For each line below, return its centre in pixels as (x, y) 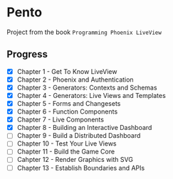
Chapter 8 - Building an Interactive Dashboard (84, 128)
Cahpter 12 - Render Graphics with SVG (75, 160)
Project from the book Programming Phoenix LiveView (84, 32)
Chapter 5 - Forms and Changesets (69, 103)
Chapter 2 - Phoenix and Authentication (75, 80)
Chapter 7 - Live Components (61, 120)
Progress (27, 54)
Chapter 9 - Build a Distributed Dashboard (79, 136)
